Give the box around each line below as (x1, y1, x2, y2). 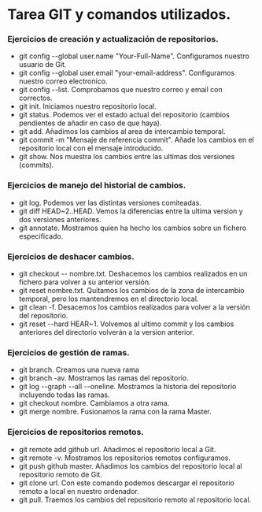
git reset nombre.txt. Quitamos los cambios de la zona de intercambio (18, 286, 245, 295)
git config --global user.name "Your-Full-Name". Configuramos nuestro (18, 51, 249, 61)
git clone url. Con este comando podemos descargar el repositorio (18, 478, 235, 488)
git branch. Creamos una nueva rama (18, 365, 139, 375)
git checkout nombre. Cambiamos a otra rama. (18, 399, 170, 408)
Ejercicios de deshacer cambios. (7, 250, 135, 262)
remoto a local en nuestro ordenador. (18, 486, 139, 495)
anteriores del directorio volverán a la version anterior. (18, 328, 194, 337)
